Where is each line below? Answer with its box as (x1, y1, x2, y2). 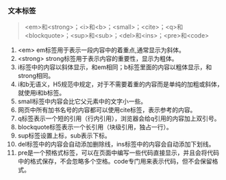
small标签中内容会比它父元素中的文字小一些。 (17, 97, 147, 105)
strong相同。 (17, 72, 55, 80)
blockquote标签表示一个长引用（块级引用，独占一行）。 (17, 123, 173, 131)
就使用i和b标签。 (17, 89, 66, 97)
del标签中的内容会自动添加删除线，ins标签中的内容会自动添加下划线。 (17, 140, 215, 149)
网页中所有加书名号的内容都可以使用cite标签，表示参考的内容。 (17, 106, 197, 114)
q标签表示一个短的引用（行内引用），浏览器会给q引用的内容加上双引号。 (17, 114, 221, 123)
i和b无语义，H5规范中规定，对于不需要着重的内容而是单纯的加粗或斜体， (17, 80, 223, 88)
